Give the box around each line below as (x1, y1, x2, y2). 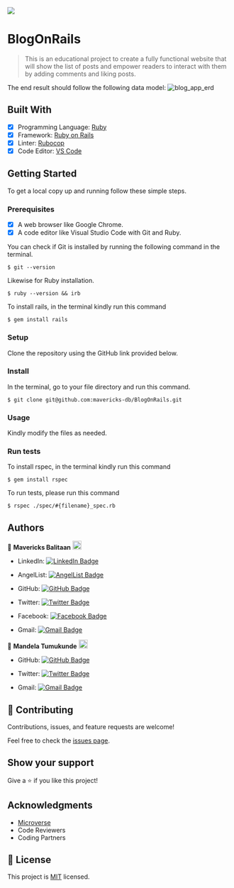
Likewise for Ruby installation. (7, 277, 94, 285)
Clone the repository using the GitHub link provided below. (7, 348, 179, 357)
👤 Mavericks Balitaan (7, 543, 71, 552)
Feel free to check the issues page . (7, 736, 110, 745)
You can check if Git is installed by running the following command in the (7, 243, 221, 251)
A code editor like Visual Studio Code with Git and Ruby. (17, 228, 182, 237)
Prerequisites (7, 204, 55, 214)
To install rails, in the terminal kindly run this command (7, 302, 167, 311)
